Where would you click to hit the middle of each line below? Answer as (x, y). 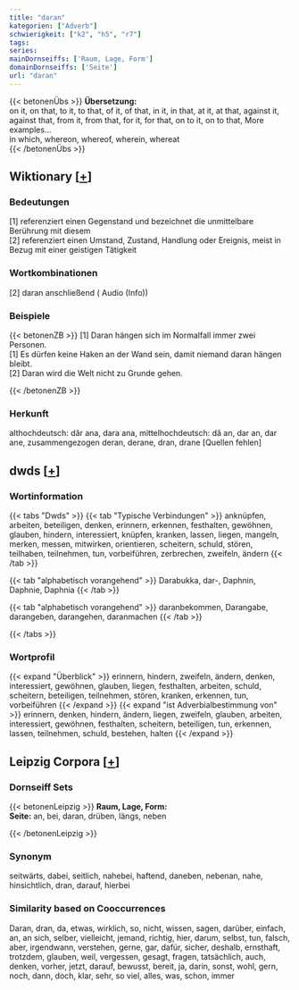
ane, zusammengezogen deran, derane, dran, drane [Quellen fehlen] (135, 442)
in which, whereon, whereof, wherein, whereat (95, 138)
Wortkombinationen (54, 273)
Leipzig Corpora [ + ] (65, 762)
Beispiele (30, 315)
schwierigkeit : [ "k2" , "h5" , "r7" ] (75, 34)
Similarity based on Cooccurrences (87, 909)
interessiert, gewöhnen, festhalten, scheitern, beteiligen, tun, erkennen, (141, 724)
